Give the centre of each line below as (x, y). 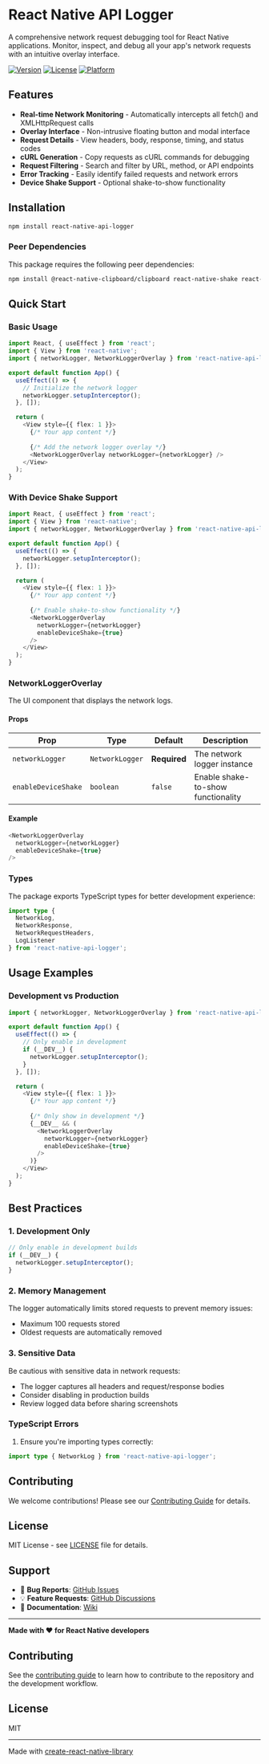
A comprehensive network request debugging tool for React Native (119, 37)
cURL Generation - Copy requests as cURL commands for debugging (134, 157)
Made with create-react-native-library (71, 1751)
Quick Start (37, 304)
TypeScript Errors (44, 1424)
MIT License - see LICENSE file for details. (78, 1545)
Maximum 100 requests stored (70, 1324)
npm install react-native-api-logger (71, 226)
